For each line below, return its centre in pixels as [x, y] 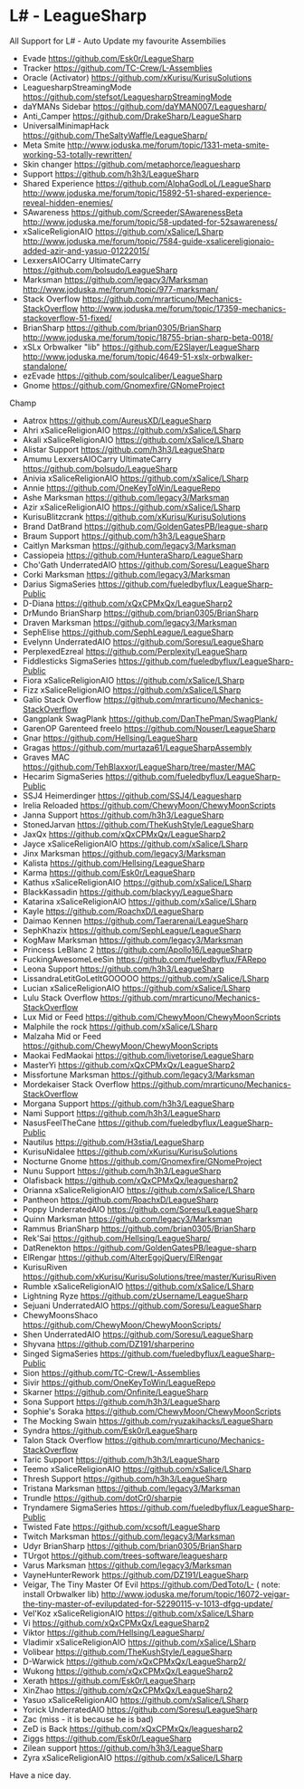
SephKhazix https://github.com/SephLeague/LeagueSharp [132, 930]
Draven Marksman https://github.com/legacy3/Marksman [129, 622]
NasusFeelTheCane [59, 1123]
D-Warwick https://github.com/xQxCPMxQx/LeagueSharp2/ [134, 1661]
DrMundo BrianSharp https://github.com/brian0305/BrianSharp [141, 613]
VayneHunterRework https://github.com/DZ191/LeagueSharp [135, 1574]
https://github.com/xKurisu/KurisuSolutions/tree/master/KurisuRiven [149, 1277]
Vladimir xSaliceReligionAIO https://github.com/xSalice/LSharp [139, 1642]
